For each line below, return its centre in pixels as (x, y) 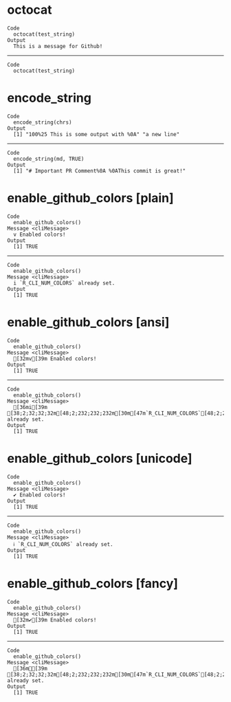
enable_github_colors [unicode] (100, 458)
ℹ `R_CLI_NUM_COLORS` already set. (63, 544)
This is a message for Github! (58, 46)
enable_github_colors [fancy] (93, 583)
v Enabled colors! (40, 234)
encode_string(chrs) (43, 122)
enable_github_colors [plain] (90, 198)
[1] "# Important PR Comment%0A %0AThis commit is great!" (100, 171)
